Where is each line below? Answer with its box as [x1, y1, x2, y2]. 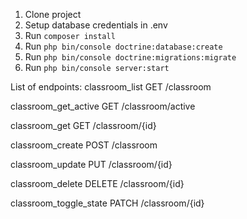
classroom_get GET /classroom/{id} [10, 120, 157, 131]
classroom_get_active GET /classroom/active [10, 100, 196, 112]
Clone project [24, 9, 82, 20]
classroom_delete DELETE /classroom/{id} [10, 178, 185, 189]
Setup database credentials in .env [24, 19, 168, 31]
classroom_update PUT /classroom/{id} [10, 159, 173, 170]
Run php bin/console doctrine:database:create [24, 40, 223, 52]
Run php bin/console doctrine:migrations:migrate [24, 51, 237, 63]
